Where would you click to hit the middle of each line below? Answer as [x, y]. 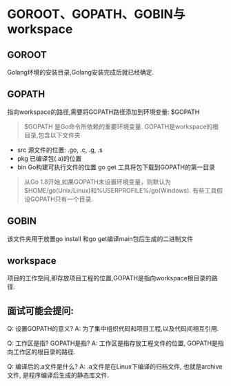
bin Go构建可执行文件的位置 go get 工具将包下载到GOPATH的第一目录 [116, 167]
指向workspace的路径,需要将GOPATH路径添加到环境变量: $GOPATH [103, 112]
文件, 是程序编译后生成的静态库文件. [58, 375]
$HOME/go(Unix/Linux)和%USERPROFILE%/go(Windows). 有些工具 [120, 190]
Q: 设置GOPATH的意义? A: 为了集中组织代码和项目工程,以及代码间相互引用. [113, 329]
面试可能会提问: [41, 310]
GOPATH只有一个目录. [61, 199]
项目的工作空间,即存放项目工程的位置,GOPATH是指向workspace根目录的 [109, 278]
